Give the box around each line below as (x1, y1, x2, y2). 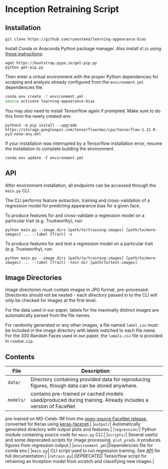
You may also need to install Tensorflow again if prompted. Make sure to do (5, 108, 161, 114)
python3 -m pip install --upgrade (5, 123, 77, 128)
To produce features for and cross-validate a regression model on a (5, 212, 145, 218)
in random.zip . (5, 338, 34, 344)
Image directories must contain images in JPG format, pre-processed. (5, 287, 149, 293)
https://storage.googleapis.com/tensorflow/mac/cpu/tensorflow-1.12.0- (5, 127, 157, 132)
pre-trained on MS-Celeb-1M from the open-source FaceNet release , (5, 416, 147, 422)
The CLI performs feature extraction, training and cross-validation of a (5, 197, 150, 203)
